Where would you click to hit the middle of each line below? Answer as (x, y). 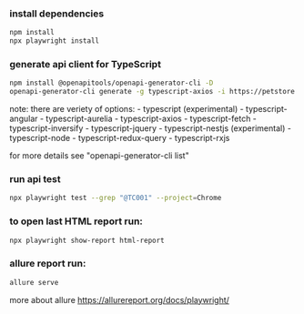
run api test (35, 179)
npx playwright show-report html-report (87, 240)
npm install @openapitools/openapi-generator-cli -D (111, 83)
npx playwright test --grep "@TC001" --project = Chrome (116, 198)
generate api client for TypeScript (86, 64)
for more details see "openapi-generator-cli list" (99, 156)
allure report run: (48, 264)
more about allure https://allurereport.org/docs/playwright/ (120, 299)
